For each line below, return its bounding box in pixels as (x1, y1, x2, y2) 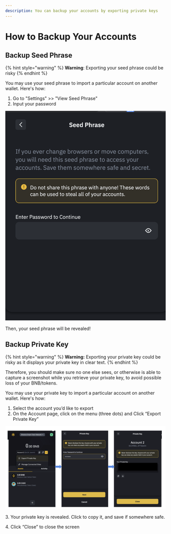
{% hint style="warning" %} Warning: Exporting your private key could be (5, 353, 161, 360)
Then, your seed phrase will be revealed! (5, 325, 91, 332)
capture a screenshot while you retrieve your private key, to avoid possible (5, 374, 162, 380)
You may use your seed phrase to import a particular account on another (5, 80, 158, 86)
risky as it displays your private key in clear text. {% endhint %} (5, 359, 138, 365)
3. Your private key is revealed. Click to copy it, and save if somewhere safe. (5, 514, 165, 520)
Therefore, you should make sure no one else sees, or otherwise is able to (5, 369, 161, 375)
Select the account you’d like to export (12, 405, 94, 411)
